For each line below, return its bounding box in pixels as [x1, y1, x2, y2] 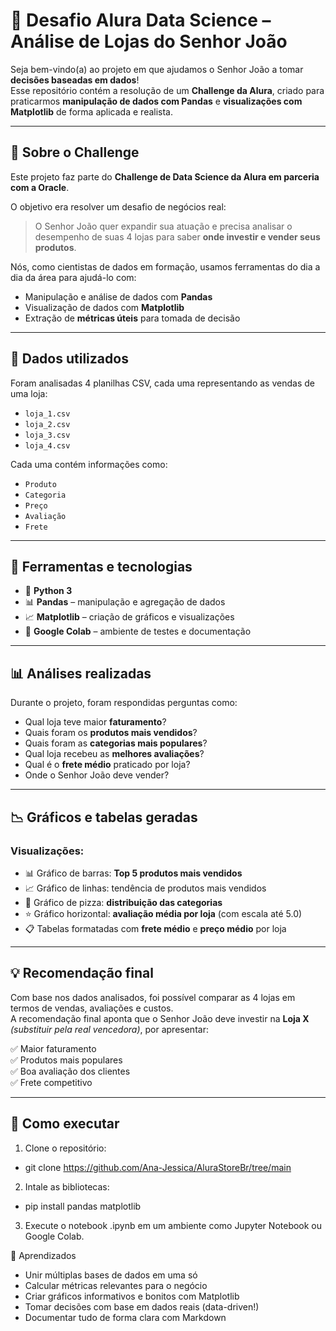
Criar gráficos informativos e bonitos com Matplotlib [24, 1290, 240, 1302]
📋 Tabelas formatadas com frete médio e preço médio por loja [24, 922, 287, 934]
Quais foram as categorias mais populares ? [24, 737, 208, 749]
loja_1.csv [24, 409, 71, 419]
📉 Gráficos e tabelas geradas [10, 809, 198, 826]
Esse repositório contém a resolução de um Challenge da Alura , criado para [10, 84, 325, 96]
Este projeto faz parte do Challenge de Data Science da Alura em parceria [10, 170, 320, 183]
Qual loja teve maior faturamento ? [24, 716, 167, 728]
